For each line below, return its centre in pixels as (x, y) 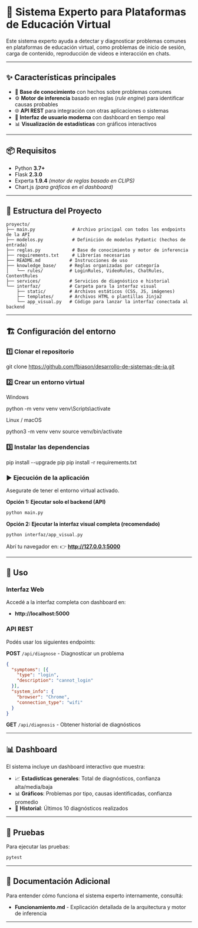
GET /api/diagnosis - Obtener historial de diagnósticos (74, 724)
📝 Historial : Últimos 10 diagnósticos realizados (71, 808)
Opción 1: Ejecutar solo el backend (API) (56, 501)
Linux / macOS (24, 420)
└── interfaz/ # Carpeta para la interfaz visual (82, 286)
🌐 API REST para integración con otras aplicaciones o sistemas (92, 110)
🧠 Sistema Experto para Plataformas (96, 12)
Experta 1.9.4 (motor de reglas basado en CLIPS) (75, 181)
